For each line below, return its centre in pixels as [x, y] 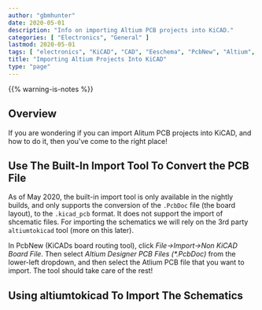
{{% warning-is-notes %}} [51, 89]
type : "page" [30, 67]
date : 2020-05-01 [37, 23]
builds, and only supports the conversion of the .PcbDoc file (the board [122, 205]
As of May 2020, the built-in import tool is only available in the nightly [121, 197]
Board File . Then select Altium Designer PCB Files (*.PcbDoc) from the [122, 254]
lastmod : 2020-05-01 [42, 45]
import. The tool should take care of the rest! [81, 271]
